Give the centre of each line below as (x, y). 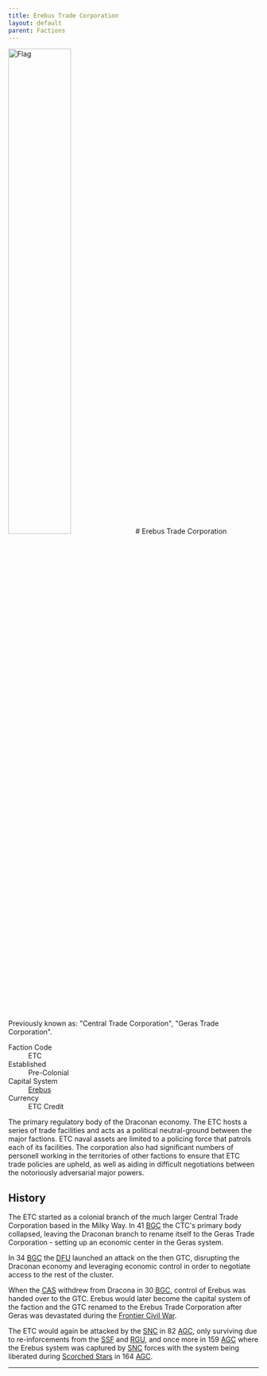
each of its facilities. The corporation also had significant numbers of (121, 1147)
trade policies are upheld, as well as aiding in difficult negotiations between (132, 1164)
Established (27, 1065)
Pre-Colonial (48, 1073)
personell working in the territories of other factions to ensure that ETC (124, 1156)
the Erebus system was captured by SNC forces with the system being (124, 1348)
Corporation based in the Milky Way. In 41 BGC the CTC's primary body (125, 1225)
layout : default (35, 23)
